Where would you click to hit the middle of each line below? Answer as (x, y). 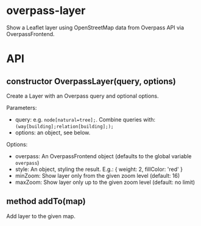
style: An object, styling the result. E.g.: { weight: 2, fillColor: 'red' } (99, 169)
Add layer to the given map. (41, 216)
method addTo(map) (46, 201)
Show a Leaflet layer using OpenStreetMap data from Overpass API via (95, 27)
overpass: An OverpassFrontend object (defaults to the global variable (103, 156)
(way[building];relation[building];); (64, 126)
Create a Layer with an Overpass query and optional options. (83, 96)
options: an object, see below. (53, 133)
